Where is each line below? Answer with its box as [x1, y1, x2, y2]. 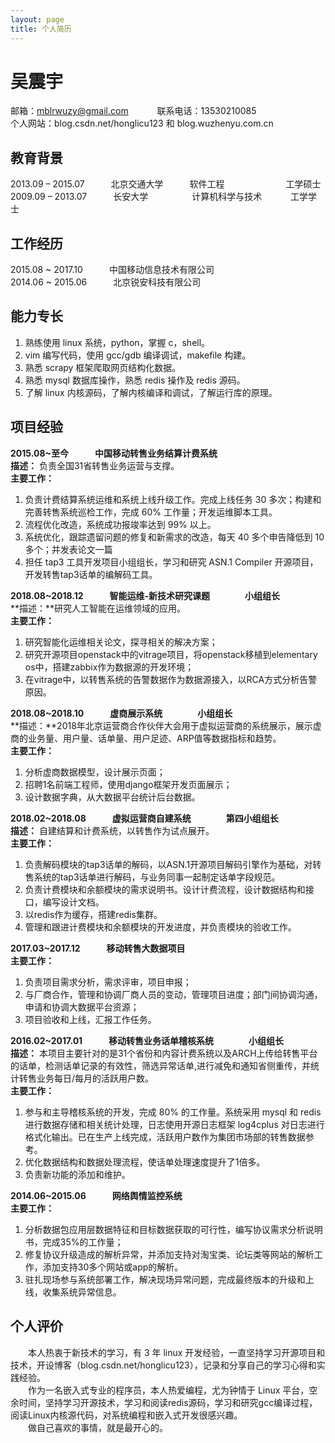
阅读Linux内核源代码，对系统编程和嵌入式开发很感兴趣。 [10, 1409, 243, 1421]
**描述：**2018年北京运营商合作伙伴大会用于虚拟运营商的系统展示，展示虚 [10, 719, 322, 731]
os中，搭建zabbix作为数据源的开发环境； [24, 661, 195, 673]
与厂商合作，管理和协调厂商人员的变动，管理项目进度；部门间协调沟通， [24, 988, 323, 1000]
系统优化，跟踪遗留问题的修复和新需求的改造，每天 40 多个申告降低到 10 [24, 531, 325, 543]
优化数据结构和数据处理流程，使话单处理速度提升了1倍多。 [24, 1156, 266, 1168]
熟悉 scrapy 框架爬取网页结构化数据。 [24, 361, 182, 373]
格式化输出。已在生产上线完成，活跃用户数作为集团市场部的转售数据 [24, 1131, 306, 1143]
